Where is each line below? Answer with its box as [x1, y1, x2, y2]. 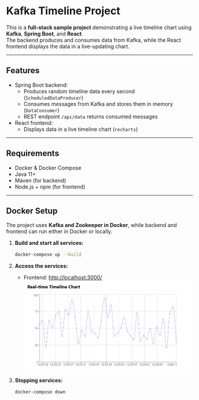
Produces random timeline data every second [23, 87, 135, 95]
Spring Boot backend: [14, 81, 68, 89]
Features [6, 65, 40, 75]
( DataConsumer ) [23, 106, 60, 114]
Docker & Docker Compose [14, 164, 82, 171]
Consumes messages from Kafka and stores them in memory [23, 100, 174, 108]
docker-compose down [14, 389, 66, 395]
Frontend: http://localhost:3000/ [23, 274, 102, 281]
